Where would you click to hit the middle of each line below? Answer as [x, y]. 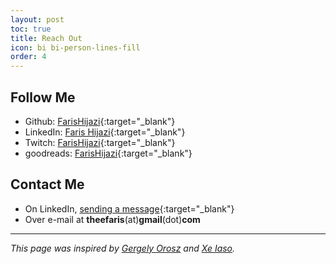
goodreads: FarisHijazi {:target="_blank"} [108, 153]
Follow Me [43, 97]
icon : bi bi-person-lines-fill [75, 47]
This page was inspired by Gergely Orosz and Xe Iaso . [123, 248]
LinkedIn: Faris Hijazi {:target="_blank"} [105, 132]
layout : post [37, 19]
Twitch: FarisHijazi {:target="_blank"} [100, 142]
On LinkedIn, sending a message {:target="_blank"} [129, 208]
